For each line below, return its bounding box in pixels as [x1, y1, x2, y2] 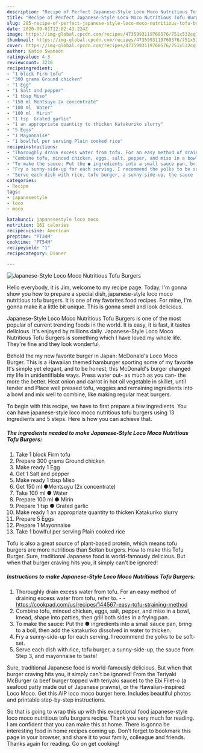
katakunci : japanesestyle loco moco [7, 217, 99, 223]
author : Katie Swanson [7, 48, 64, 54]
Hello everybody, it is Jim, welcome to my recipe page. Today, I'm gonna [7, 284, 187, 291]
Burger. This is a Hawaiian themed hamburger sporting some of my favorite [7, 359, 193, 366]
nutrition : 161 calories [7, 222, 69, 229]
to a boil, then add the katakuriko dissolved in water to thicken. [15, 627, 172, 634]
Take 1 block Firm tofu [15, 451, 71, 458]
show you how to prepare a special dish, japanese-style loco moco [7, 290, 173, 298]
